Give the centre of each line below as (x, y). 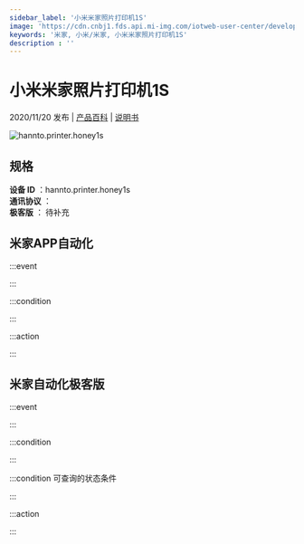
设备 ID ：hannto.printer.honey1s (70, 190)
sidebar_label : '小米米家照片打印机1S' (78, 18)
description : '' (42, 43)
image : (22, 26)
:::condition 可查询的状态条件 (63, 478)
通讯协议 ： (30, 201)
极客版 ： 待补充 (39, 212)
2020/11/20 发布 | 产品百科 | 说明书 (74, 118)
